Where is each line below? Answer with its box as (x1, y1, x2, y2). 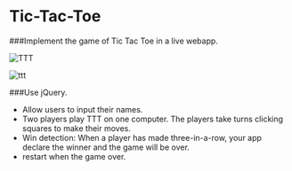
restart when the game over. (21, 151, 126, 161)
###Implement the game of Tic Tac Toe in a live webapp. (9, 35, 218, 46)
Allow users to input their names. (21, 104, 143, 114)
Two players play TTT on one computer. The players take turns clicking (21, 113, 283, 124)
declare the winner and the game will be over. (21, 142, 190, 152)
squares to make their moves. (21, 122, 131, 134)
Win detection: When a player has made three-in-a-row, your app (21, 132, 263, 143)
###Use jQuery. (9, 87, 68, 97)
